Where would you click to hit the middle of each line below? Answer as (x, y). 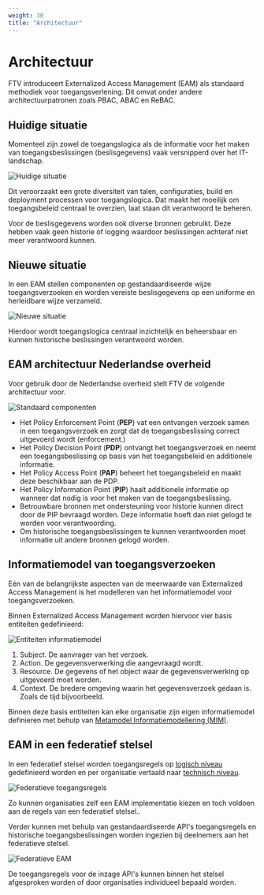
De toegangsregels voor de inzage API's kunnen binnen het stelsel (116, 874)
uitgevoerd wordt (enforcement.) (73, 439)
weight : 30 (26, 15)
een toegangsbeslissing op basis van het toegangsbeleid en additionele (136, 456)
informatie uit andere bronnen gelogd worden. (94, 539)
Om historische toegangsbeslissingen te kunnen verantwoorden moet (132, 531)
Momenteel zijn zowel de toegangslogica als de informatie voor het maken (129, 144)
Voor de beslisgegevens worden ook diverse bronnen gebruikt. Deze (120, 224)
